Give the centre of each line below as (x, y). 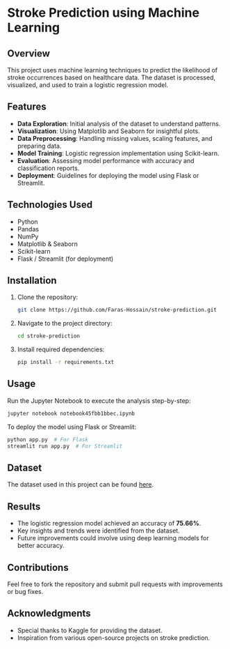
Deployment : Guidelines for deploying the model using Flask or (108, 175)
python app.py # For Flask (48, 440)
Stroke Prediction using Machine (104, 13)
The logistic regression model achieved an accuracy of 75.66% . (109, 524)
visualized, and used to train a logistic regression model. (88, 85)
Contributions (38, 567)
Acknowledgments (49, 614)
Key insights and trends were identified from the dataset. (99, 530)
